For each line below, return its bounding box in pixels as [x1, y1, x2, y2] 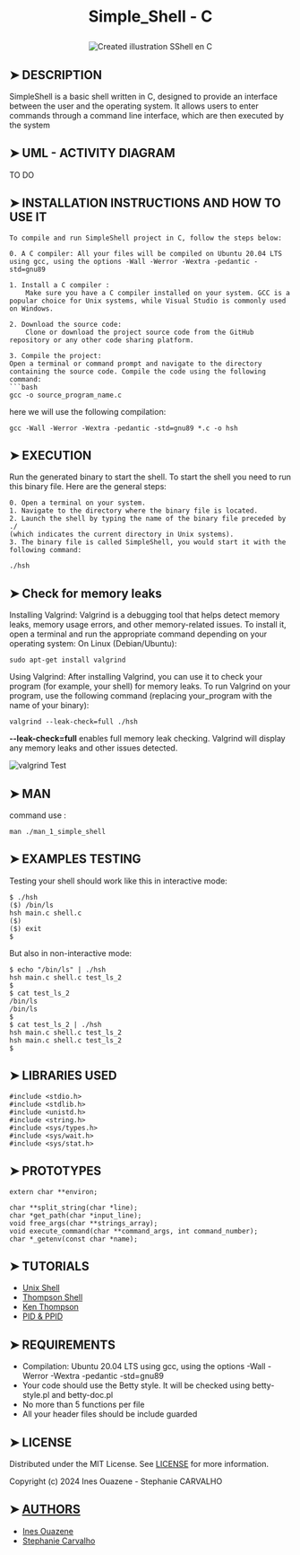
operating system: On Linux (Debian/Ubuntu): [9, 638, 177, 649]
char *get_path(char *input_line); [9, 1210, 142, 1220]
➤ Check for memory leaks [9, 585, 163, 601]
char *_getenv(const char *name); [9, 1234, 139, 1243]
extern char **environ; [9, 1187, 99, 1196]
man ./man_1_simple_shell [9, 828, 106, 837]
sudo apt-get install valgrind [9, 655, 126, 665]
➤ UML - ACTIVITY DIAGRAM [9, 145, 176, 161]
